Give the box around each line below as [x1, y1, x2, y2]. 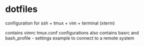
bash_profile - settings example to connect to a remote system [5, 35, 134, 41]
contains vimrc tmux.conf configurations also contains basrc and [5, 29, 139, 35]
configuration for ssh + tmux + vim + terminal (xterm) [5, 20, 115, 26]
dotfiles [5, 3, 38, 15]
